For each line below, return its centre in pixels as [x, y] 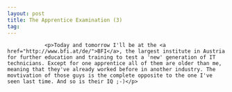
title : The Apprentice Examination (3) [65, 20]
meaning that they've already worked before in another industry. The [111, 70]
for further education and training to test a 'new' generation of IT [111, 57]
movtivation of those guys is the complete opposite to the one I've [110, 76]
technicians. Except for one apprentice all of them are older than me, [115, 64]
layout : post [26, 13]
